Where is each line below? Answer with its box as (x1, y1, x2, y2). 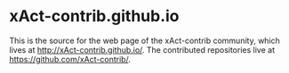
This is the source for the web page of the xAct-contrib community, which (9, 35, 280, 46)
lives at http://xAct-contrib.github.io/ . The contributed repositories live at (9, 44, 276, 55)
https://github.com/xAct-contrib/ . (9, 54, 132, 64)
